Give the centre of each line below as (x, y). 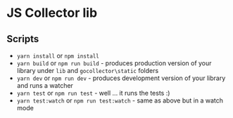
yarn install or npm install (58, 55)
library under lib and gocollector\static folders (88, 71)
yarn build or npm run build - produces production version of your (114, 63)
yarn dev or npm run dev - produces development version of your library (121, 78)
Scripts (23, 39)
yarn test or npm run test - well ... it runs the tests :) (93, 93)
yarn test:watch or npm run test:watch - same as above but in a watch (120, 100)
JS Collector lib (52, 13)
